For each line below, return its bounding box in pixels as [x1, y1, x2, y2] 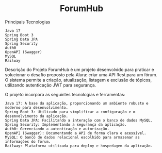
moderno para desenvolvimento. [5, 105, 68, 110]
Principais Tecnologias [5, 19, 50, 25]
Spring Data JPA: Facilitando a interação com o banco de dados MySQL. [5, 118, 153, 123]
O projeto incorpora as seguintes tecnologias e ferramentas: [5, 91, 126, 97]
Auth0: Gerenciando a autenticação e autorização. [5, 126, 110, 131]
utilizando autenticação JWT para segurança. [5, 82, 96, 88]
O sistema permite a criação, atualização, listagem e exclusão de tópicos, [5, 77, 152, 83]
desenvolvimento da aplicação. [5, 114, 68, 119]
